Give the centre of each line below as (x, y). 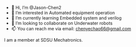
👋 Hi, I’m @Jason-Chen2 (36, 8)
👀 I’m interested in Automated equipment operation (63, 13)
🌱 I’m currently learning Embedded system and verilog (67, 18)
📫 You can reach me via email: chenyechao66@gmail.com (71, 29)
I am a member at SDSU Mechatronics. (44, 40)
